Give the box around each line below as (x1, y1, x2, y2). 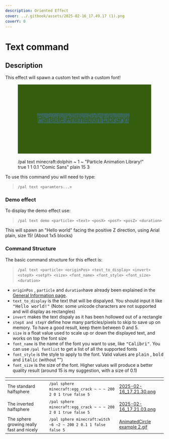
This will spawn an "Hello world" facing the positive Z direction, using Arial (5, 227, 160, 233)
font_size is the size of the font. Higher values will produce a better (12, 362, 153, 368)
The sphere (7, 416, 31, 422)
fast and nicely (7, 426, 38, 432)
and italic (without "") (12, 356, 63, 363)
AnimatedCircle (119, 419, 151, 425)
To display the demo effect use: (5, 207, 71, 214)
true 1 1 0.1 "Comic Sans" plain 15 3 (18, 164, 90, 170)
